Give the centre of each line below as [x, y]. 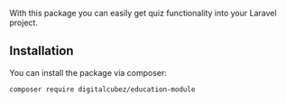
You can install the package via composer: [88, 72]
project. [24, 23]
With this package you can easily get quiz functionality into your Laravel [143, 13]
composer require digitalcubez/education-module [102, 89]
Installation [42, 51]
